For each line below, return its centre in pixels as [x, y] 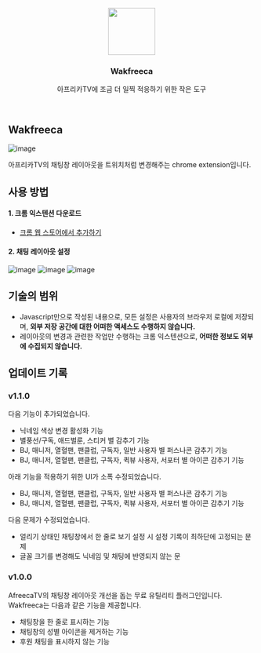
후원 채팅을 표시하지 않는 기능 [64, 641]
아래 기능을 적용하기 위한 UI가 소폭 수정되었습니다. [85, 477]
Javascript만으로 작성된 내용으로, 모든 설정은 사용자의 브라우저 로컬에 [126, 316]
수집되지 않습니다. [55, 346]
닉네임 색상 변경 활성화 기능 [62, 431]
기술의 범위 [33, 296]
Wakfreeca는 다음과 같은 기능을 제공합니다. [75, 605]
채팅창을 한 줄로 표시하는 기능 [64, 622]
